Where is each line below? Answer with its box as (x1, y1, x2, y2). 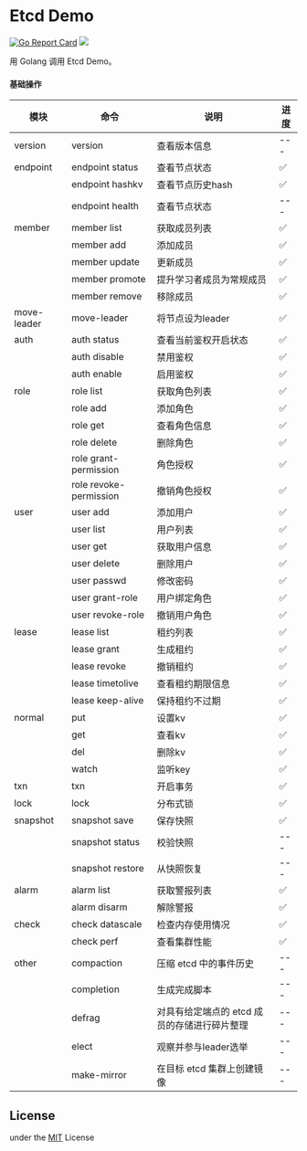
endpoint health (71, 200, 139, 213)
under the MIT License (9, 1132, 95, 1143)
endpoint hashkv (71, 178, 143, 191)
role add (71, 402, 107, 415)
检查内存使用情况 (156, 919, 230, 932)
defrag (71, 1011, 101, 1024)
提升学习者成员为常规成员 (156, 273, 267, 286)
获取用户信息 (156, 541, 212, 554)
